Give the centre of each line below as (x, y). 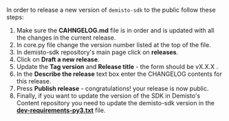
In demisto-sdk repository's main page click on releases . (97, 52)
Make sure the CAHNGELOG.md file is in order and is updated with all (115, 30)
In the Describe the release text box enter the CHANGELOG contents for (119, 74)
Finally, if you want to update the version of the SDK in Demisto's (108, 96)
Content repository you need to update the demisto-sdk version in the (115, 103)
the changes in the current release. (66, 38)
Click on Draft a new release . (58, 59)
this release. (34, 81)
